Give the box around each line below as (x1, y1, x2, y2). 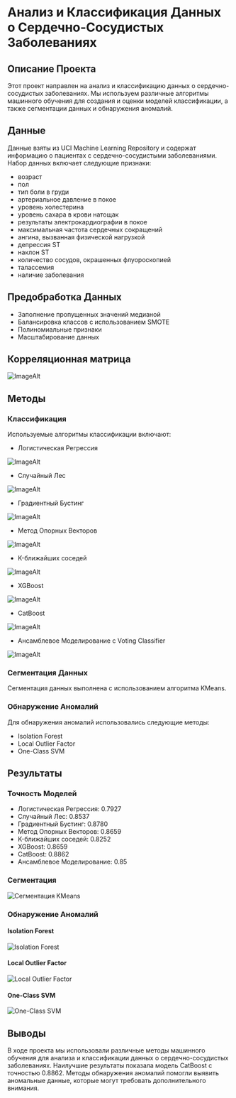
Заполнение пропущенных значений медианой (17, 310, 161, 318)
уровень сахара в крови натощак (17, 210, 119, 219)
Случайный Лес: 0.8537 (17, 812, 90, 821)
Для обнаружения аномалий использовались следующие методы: (7, 718, 210, 727)
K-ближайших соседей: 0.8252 (17, 835, 111, 844)
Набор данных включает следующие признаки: (7, 158, 152, 167)
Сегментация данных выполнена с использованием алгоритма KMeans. (7, 684, 227, 692)
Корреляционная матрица (7, 353, 131, 366)
